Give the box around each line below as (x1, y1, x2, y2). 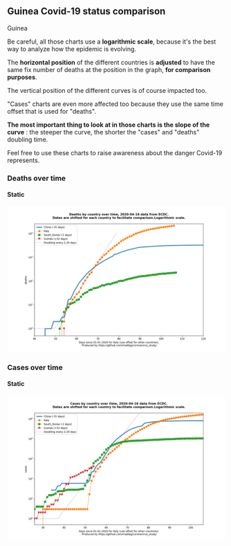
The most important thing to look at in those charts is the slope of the (7, 121, 210, 129)
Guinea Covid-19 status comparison (7, 6, 166, 17)
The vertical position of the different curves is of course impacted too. (7, 86, 207, 94)
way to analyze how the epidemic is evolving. (7, 44, 137, 53)
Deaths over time (7, 173, 66, 183)
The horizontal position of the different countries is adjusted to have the (7, 58, 216, 67)
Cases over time (7, 362, 64, 372)
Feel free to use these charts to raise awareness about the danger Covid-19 (7, 148, 223, 157)
